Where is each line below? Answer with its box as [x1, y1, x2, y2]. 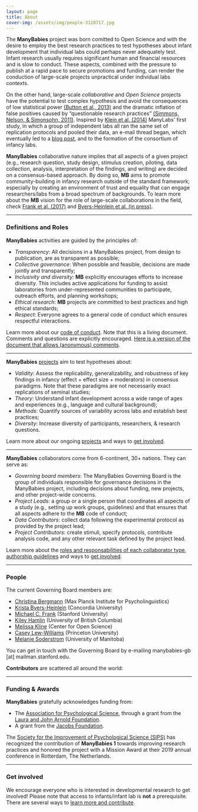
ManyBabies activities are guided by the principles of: [6, 237, 138, 244]
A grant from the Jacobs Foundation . [14, 722, 104, 729]
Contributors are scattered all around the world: [6, 664, 124, 671]
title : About [6, 14, 38, 20]
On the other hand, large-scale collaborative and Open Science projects [6, 91, 181, 98]
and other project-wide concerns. [14, 491, 97, 498]
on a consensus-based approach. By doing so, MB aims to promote [6, 172, 170, 179]
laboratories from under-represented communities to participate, [14, 286, 172, 293]
